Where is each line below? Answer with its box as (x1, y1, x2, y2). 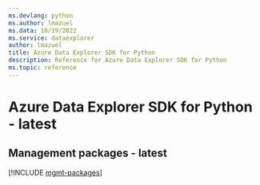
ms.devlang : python (8, 11, 74, 20)
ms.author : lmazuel (8, 19, 74, 27)
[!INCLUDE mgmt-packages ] (8, 167, 102, 177)
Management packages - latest (8, 147, 168, 160)
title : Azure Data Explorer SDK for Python (8, 49, 156, 57)
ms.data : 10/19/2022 (8, 26, 78, 34)
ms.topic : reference (8, 64, 78, 72)
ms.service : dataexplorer (8, 33, 94, 42)
